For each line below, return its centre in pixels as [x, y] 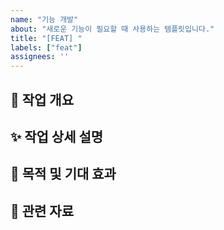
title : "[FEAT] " [46, 38]
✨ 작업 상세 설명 [57, 136]
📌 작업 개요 [42, 99]
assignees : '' [40, 57]
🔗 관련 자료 [42, 211]
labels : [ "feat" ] [46, 47]
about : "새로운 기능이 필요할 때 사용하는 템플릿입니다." [112, 29]
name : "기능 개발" [44, 19]
